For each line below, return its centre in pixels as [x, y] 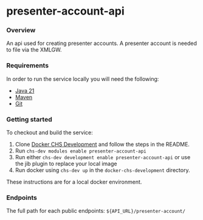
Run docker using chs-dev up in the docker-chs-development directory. [102, 170]
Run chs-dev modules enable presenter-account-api [81, 151]
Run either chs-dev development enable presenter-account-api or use [103, 157]
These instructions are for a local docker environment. [74, 182]
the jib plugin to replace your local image [66, 164]
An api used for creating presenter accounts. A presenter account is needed [102, 43]
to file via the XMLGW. [34, 50]
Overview [21, 30]
